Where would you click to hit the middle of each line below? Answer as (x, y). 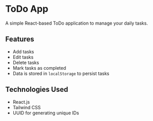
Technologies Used (37, 89)
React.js (21, 102)
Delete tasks (26, 63)
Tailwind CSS (27, 107)
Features (20, 39)
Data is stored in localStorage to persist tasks (61, 73)
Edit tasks (23, 57)
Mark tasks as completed (39, 68)
